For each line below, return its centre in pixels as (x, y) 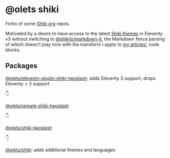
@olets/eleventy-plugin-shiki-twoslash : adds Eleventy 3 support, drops (81, 78)
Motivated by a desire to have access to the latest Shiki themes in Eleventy (84, 33)
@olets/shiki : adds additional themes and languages (60, 150)
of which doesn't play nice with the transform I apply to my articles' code (82, 44)
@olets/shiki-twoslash (29, 128)
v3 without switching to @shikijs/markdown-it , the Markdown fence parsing (85, 39)
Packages (21, 66)
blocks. (13, 50)
